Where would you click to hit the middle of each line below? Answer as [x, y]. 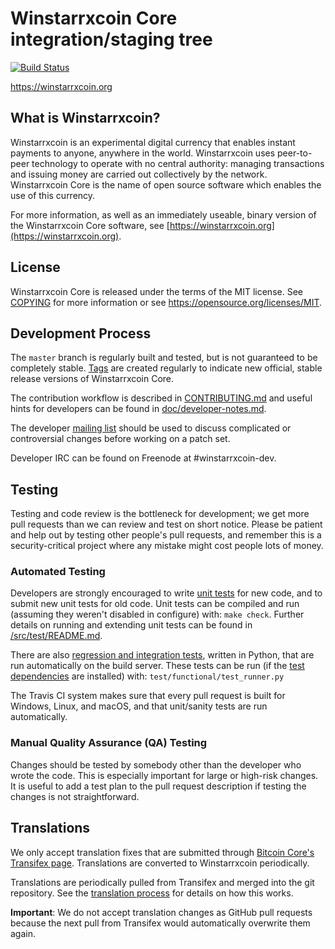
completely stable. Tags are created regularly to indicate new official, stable [166, 368]
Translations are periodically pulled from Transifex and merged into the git [162, 882]
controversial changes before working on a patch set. [120, 439]
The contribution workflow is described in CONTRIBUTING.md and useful [161, 398]
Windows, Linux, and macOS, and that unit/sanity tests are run [139, 706]
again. [23, 933]
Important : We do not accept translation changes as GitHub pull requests [161, 912]
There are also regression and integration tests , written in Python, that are [162, 655]
